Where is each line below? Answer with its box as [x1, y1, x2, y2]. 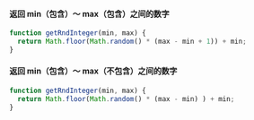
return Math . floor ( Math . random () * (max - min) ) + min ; [17, 94, 235, 103]
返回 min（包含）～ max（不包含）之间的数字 [9, 65, 178, 76]
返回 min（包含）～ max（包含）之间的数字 [9, 8, 170, 19]
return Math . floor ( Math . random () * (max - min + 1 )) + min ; [17, 37, 247, 47]
